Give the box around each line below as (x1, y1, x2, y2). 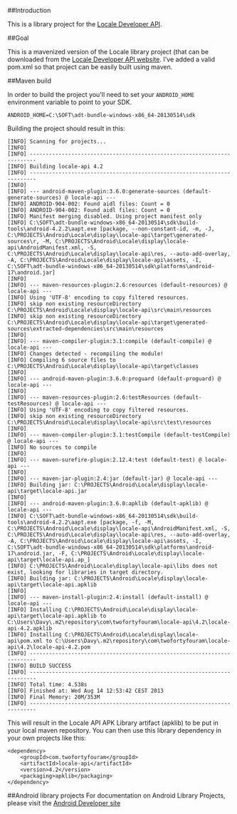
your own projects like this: (7, 734, 87, 742)
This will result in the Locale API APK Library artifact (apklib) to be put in (7, 718, 219, 727)
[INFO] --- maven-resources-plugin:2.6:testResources (7, 394, 171, 401)
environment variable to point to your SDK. (7, 98, 132, 106)
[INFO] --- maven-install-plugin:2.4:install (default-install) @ (7, 594, 209, 601)
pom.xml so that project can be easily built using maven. (7, 63, 173, 71)
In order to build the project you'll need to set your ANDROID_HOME (7, 91, 194, 98)
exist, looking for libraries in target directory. (7, 569, 164, 576)
